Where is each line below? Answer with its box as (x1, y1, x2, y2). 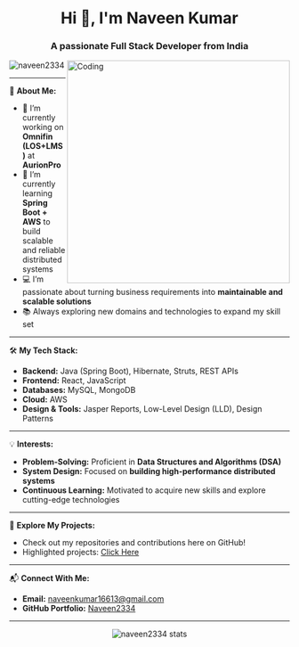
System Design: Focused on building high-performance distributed (21, 466, 276, 477)
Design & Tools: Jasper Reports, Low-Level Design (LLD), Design (21, 404, 263, 414)
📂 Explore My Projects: (9, 520, 95, 531)
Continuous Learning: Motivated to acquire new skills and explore (21, 485, 266, 495)
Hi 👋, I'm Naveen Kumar (61, 8, 238, 29)
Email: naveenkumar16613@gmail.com (21, 594, 165, 604)
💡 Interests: (9, 438, 53, 449)
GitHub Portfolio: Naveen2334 (21, 603, 136, 614)
